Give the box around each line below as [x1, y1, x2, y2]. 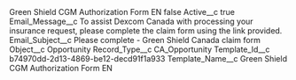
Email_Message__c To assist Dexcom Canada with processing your [9, 16, 254, 26]
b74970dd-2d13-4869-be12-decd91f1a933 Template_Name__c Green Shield [9, 54, 288, 63]
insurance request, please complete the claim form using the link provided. [9, 25, 283, 36]
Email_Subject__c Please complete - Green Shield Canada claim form [9, 35, 261, 45]
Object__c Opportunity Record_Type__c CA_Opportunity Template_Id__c [9, 44, 270, 55]
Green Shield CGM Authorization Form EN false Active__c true [9, 7, 235, 17]
